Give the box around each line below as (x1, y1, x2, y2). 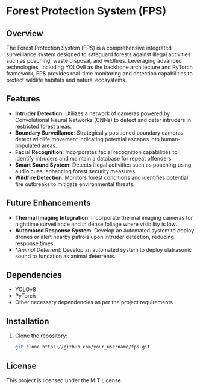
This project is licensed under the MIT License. (6, 376, 123, 384)
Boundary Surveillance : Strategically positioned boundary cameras (14, 129, 184, 136)
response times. (14, 240, 55, 247)
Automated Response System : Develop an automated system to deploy (14, 226, 195, 234)
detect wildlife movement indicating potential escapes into (14, 135, 160, 142)
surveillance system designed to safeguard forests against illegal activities (6, 51, 191, 58)
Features (6, 94, 40, 104)
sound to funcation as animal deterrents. (14, 252, 116, 260)
